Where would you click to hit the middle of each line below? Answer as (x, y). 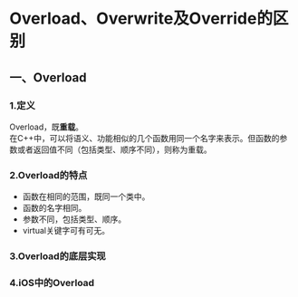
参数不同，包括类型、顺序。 (74, 219)
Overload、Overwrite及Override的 (141, 19)
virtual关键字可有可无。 (66, 231)
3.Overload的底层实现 (58, 256)
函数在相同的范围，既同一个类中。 (86, 196)
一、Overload (48, 77)
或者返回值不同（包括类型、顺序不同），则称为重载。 (114, 149)
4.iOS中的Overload (52, 283)
